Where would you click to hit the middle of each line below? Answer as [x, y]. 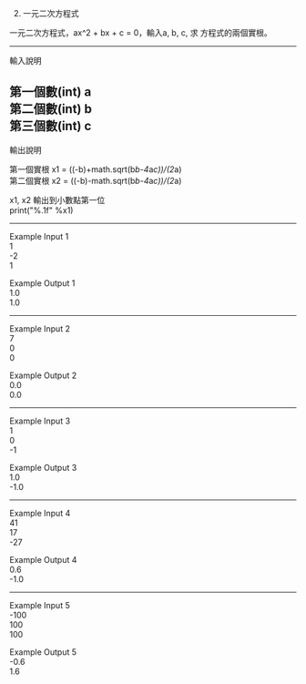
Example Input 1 [39, 236]
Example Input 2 [40, 328]
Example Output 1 [42, 283]
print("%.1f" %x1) [41, 210]
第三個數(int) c [51, 126]
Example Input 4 [40, 513]
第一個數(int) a [51, 92]
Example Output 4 [43, 559]
